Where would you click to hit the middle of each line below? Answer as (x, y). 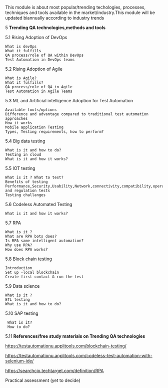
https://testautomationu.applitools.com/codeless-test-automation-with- (79, 356)
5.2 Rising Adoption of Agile (34, 69)
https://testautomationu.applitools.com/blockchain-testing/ (66, 346)
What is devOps (21, 47)
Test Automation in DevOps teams (40, 60)
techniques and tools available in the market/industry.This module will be (80, 13)
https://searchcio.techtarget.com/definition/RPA (54, 371)
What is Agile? (21, 78)
